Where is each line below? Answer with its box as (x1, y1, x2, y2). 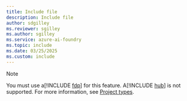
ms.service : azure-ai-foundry (6, 37, 82, 43)
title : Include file (6, 8, 58, 15)
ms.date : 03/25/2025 (6, 48, 58, 54)
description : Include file (6, 14, 74, 20)
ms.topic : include (6, 43, 52, 49)
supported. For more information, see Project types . (6, 88, 134, 95)
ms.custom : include (6, 54, 55, 60)
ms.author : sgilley (6, 31, 55, 37)
